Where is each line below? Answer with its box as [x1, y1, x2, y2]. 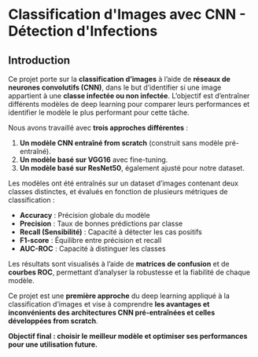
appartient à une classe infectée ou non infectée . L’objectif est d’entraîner [8, 91, 250, 100]
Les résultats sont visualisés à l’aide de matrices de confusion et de [8, 259, 230, 268]
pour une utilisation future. [8, 340, 98, 349]
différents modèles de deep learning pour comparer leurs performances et [8, 100, 250, 109]
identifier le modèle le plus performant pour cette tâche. [8, 108, 190, 117]
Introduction [8, 53, 71, 67]
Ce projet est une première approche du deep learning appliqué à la [8, 291, 230, 300]
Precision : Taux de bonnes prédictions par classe [19, 219, 183, 228]
